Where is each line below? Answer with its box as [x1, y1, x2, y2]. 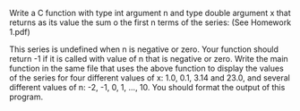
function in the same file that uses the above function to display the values [9, 63, 284, 73]
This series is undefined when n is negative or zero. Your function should [9, 44, 279, 55]
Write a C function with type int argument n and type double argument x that [9, 8, 291, 18]
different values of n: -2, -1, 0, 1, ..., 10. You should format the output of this [9, 82, 286, 92]
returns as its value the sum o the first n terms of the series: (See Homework [9, 17, 292, 28]
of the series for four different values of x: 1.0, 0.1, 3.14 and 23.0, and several [9, 73, 291, 83]
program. [9, 91, 44, 102]
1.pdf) [9, 27, 31, 37]
